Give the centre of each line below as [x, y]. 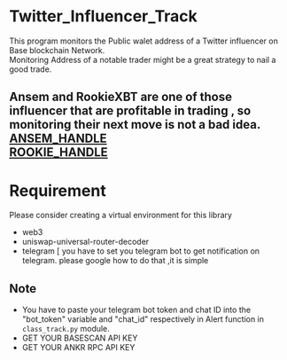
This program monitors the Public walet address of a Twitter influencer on [144, 41]
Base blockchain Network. [57, 50]
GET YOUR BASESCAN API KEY [80, 338]
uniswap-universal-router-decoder [85, 242]
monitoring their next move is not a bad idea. [135, 125]
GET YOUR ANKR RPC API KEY [78, 348]
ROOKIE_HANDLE [58, 153]
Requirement [58, 190]
